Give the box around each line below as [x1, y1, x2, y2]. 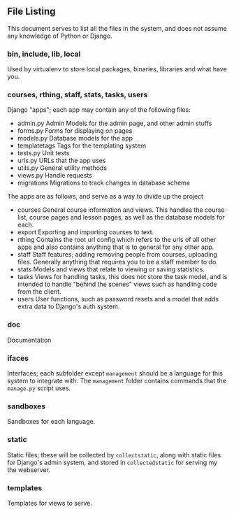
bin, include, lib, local [7, 49, 81, 59]
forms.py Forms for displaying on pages [17, 127, 133, 135]
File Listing [7, 6, 56, 17]
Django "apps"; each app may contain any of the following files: [7, 106, 191, 114]
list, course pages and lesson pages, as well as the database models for [17, 213, 225, 222]
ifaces [7, 353, 29, 363]
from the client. [17, 287, 61, 296]
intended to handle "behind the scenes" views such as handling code [17, 280, 218, 289]
